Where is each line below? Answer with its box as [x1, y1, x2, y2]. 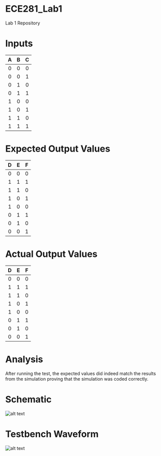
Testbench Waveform [5, 428, 99, 440]
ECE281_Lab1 [5, 3, 63, 15]
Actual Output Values [5, 248, 98, 260]
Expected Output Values [5, 143, 111, 155]
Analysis [5, 353, 43, 365]
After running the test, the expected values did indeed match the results [5, 370, 156, 377]
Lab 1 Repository [5, 20, 40, 26]
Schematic [5, 393, 52, 405]
